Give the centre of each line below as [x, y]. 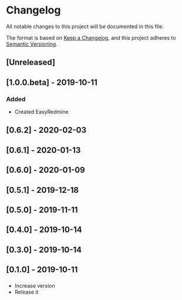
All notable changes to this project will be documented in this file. [85, 26]
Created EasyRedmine [41, 112]
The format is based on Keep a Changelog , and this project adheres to [91, 37]
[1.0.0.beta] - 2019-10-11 [52, 82]
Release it [26, 292]
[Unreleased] [31, 62]
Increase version [35, 286]
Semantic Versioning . [32, 44]
